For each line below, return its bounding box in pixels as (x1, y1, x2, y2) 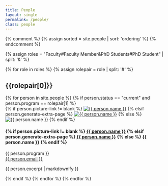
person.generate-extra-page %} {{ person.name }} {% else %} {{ (5, 133, 147, 139)
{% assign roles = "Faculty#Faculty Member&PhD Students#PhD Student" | (5, 51, 164, 57)
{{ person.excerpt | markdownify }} (5, 166, 79, 172)
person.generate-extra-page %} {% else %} (5, 111, 143, 118)
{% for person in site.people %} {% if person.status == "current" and (5, 95, 150, 101)
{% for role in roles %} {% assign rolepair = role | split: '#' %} (5, 66, 134, 73)
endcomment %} (5, 41, 41, 48)
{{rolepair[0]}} (5, 81, 53, 90)
